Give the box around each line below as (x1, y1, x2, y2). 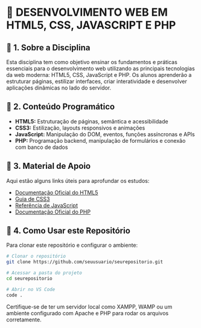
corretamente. (6, 316, 42, 323)
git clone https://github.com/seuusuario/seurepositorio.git (6, 259, 164, 265)
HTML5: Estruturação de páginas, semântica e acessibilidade (14, 117, 168, 125)
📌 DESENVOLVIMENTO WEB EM (6, 5, 168, 19)
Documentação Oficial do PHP (14, 208, 91, 215)
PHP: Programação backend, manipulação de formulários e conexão (14, 137, 186, 144)
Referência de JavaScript (14, 202, 78, 209)
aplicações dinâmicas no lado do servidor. (6, 84, 112, 91)
